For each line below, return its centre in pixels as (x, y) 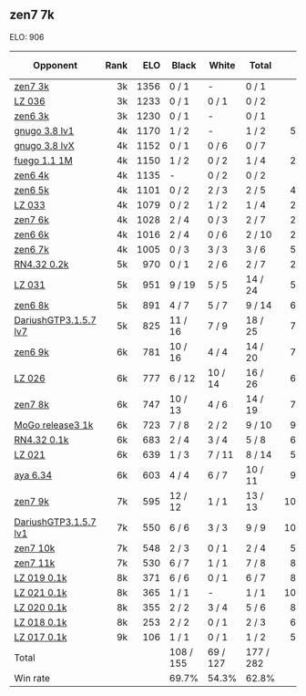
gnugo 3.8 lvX (44, 145)
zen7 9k (32, 501)
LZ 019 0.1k (41, 577)
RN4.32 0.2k (41, 264)
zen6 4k (32, 175)
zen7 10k (35, 548)
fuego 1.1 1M (43, 161)
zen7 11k (35, 563)
